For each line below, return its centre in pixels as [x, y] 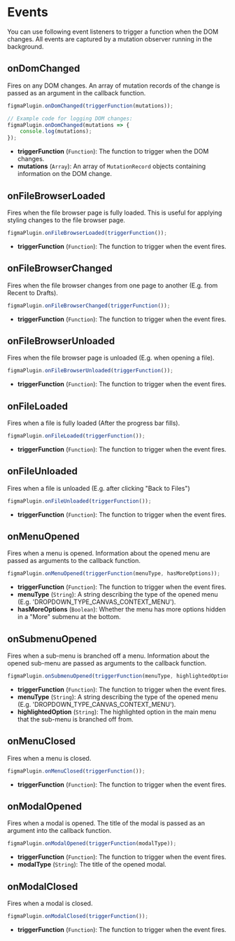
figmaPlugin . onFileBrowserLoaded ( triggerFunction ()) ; [87, 233]
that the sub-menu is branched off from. [76, 719]
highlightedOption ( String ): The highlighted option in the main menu [117, 712]
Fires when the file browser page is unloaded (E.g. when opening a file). [111, 358]
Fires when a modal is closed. [50, 903]
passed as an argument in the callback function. [77, 93]
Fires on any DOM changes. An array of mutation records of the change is [114, 86]
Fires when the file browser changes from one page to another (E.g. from [113, 285]
